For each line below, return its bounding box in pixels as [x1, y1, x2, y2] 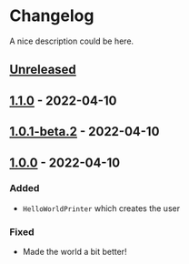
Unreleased [9, 62, 77, 77]
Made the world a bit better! [22, 247, 127, 258]
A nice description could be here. [9, 36, 134, 46]
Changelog [9, 5, 94, 26]
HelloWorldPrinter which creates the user [22, 202, 180, 214]
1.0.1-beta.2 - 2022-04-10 [9, 124, 160, 139]
